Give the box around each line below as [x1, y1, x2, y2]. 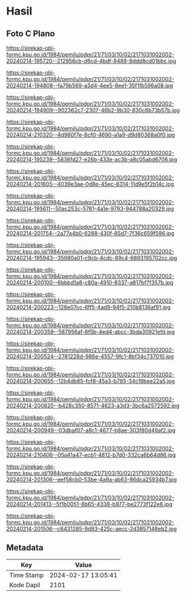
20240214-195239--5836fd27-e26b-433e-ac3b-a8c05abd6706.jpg [6, 156, 178, 163]
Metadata [6, 542, 44, 553]
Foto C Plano [6, 28, 55, 39]
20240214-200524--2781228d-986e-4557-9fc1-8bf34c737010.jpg [6, 353, 174, 360]
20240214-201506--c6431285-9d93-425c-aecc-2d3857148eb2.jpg [6, 525, 177, 532]
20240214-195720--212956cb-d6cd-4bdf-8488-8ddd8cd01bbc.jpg [6, 58, 177, 64]
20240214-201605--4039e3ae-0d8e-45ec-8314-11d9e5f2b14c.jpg [6, 181, 174, 187]
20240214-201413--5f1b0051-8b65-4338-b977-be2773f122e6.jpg [6, 501, 173, 507]
